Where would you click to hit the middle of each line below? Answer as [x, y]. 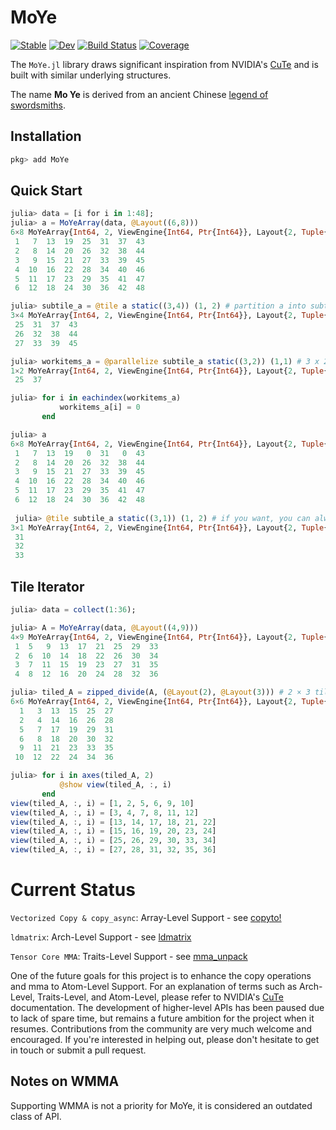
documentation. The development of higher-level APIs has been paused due [167, 1007]
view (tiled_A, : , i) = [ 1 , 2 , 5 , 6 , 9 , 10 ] [102, 803]
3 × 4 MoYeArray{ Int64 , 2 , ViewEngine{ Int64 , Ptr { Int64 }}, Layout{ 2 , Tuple [167, 316]
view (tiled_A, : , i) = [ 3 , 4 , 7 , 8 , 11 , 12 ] [104, 812]
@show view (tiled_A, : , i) [115, 785]
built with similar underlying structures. [91, 75]
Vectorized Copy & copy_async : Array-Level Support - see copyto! [146, 917]
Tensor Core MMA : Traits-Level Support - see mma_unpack [129, 956]
